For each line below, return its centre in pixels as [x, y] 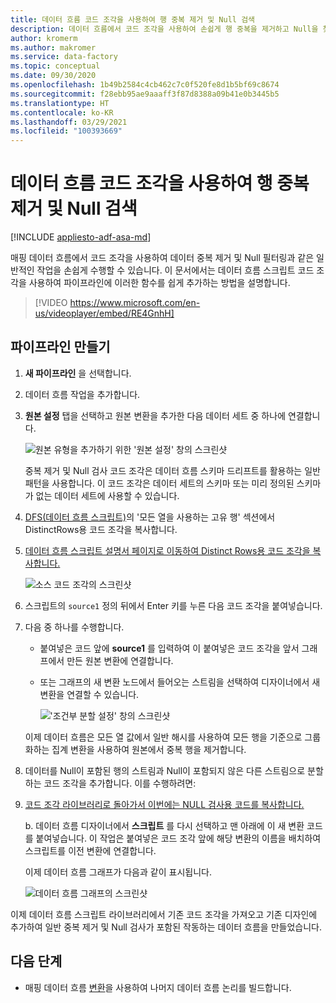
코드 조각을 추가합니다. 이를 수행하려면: [120, 783]
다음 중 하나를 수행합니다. [74, 627]
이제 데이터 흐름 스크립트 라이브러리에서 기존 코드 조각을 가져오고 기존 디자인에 [164, 914]
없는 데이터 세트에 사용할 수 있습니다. [107, 495]
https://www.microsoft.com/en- [135, 303]
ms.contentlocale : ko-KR [62, 112]
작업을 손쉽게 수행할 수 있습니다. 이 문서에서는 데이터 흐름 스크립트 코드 [175, 270]
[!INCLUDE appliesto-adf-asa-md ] [81, 237]
